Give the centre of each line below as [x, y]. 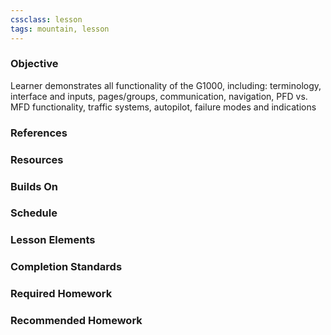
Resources [37, 159]
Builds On [34, 186]
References [39, 133]
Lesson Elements [53, 240]
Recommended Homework [76, 321]
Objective [34, 64]
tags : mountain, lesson [60, 29]
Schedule [34, 213]
